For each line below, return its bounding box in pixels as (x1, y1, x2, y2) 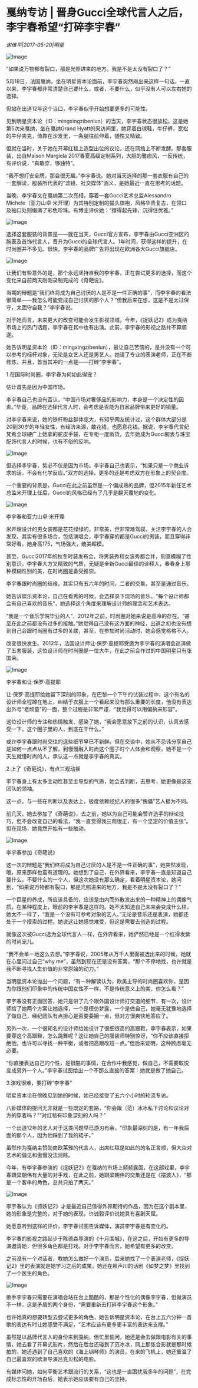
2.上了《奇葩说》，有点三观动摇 (6, 765, 81, 772)
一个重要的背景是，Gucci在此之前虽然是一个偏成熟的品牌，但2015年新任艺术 (6, 481, 192, 488)
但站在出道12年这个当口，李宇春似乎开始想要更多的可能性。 (6, 105, 151, 112)
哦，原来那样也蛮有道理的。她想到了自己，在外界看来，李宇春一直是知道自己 (6, 868, 192, 875)
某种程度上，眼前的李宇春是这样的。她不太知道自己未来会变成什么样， (21, 903, 192, 910)
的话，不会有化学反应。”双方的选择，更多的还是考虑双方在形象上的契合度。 (11, 469, 192, 476)
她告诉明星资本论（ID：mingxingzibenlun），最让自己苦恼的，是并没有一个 (6, 343, 186, 351)
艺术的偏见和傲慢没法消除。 (6, 1151, 74, 1158)
